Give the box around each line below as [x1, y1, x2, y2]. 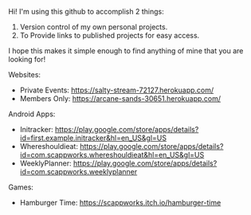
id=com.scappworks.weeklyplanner [19, 167, 138, 176]
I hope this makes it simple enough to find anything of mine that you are [8, 46, 244, 55]
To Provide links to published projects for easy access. [19, 31, 200, 40]
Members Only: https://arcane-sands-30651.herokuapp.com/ [19, 94, 222, 103]
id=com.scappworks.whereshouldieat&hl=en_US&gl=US [19, 150, 205, 159]
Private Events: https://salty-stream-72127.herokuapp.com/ [19, 85, 214, 95]
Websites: [8, 70, 41, 79]
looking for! [8, 55, 46, 64]
